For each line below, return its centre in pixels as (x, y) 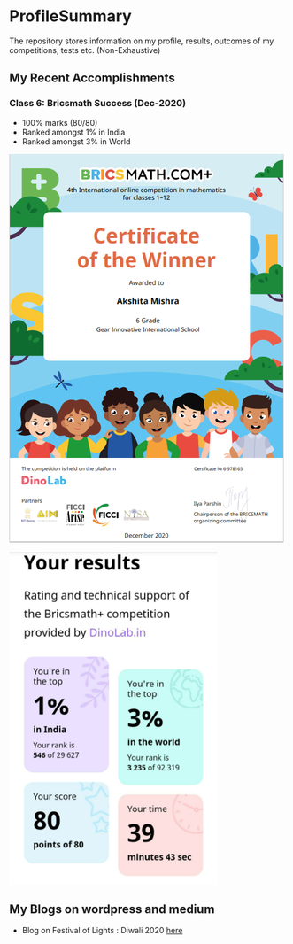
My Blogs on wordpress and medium (112, 909)
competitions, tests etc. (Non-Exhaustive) (85, 50)
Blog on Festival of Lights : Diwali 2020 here (102, 931)
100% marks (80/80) (60, 122)
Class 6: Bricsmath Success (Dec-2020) (98, 104)
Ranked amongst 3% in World (76, 141)
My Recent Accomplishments (92, 78)
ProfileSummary (71, 16)
